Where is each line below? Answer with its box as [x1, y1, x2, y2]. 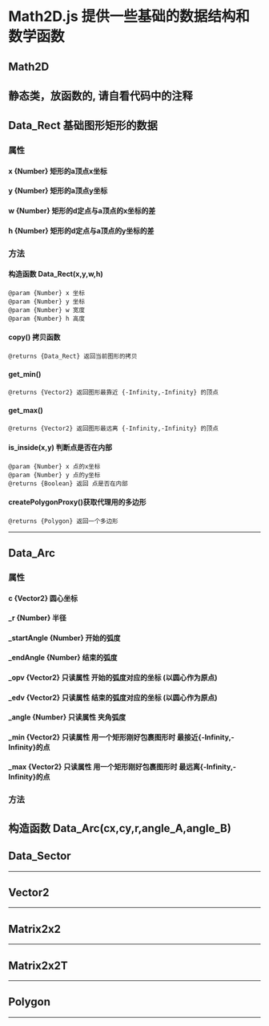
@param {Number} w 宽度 [8, 306, 86, 314]
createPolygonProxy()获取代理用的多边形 [8, 497, 147, 507]
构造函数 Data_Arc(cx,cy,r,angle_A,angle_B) [8, 821, 232, 835]
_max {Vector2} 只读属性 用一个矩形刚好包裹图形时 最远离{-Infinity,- [8, 762, 237, 772]
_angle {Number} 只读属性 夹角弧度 [8, 712, 126, 722]
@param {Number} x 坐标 [8, 289, 86, 297]
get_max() [8, 405, 44, 415]
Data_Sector [8, 850, 71, 863]
